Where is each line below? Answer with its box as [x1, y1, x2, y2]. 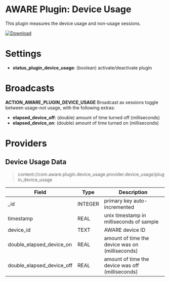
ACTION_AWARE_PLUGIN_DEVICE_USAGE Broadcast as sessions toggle [5, 99, 158, 105]
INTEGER [77, 200, 100, 207]
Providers [5, 138, 47, 149]
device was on [104, 241, 139, 248]
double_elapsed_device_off [8, 262, 73, 269]
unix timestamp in [104, 211, 146, 219]
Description [118, 189, 148, 196]
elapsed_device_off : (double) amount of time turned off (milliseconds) [12, 114, 160, 120]
